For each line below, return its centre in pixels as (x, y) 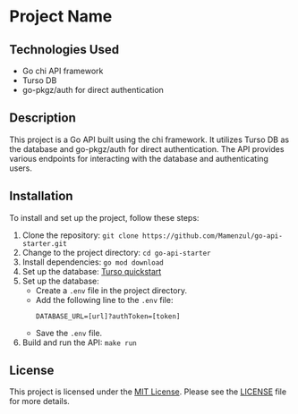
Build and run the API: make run (79, 342)
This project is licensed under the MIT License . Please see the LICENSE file (148, 392)
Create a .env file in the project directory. (111, 290)
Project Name (61, 17)
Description (43, 118)
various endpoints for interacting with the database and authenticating (139, 158)
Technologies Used (64, 50)
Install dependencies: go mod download (93, 262)
